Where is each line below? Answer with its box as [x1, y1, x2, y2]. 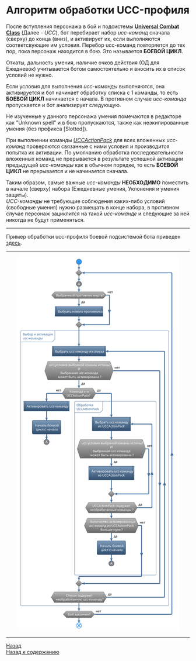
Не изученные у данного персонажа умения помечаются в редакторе [6, 112, 182, 120]
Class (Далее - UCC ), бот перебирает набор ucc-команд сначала [6, 29, 170, 36]
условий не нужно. [6, 71, 54, 78]
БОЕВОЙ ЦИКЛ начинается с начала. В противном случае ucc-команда [6, 95, 187, 102]
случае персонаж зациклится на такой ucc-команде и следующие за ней [6, 210, 190, 217]
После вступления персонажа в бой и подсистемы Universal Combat [6, 23, 180, 30]
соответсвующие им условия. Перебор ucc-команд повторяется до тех [6, 42, 185, 49]
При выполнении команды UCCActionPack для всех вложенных [6, 136, 165, 143]
